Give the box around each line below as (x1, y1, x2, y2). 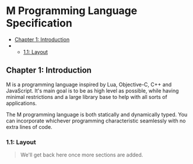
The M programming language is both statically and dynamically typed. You (6, 111, 188, 118)
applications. (6, 100, 37, 107)
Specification (6, 16, 73, 30)
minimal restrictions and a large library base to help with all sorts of (6, 93, 167, 100)
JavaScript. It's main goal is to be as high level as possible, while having (6, 87, 179, 94)
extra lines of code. (6, 123, 52, 130)
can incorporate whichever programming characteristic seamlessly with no (6, 117, 186, 124)
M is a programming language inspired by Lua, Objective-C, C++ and (6, 81, 172, 88)
